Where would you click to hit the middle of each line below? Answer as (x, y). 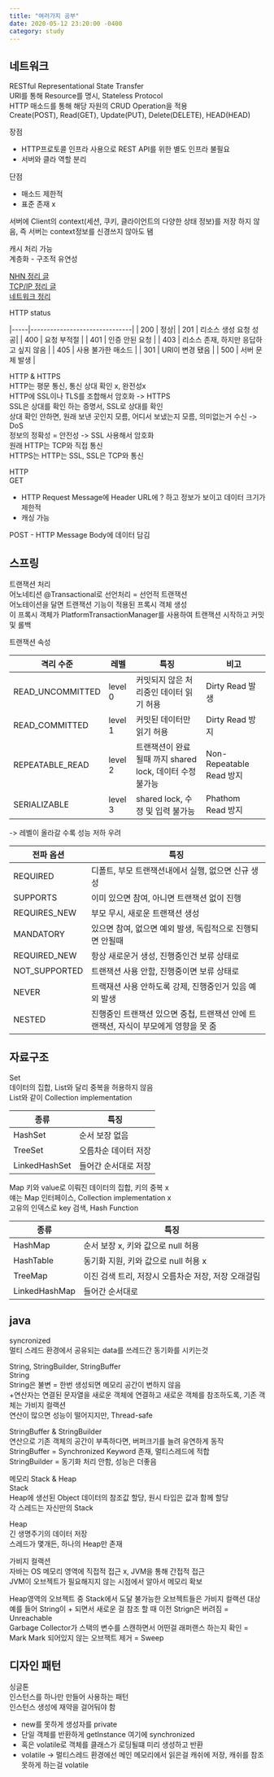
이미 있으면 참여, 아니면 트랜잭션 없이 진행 (167, 898)
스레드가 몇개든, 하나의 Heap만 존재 (66, 1544)
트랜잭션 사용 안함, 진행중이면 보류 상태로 (165, 971)
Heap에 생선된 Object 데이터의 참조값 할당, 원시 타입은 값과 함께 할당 (119, 1497)
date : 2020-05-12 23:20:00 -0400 (66, 24)
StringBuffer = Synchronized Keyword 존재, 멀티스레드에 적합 (109, 1451)
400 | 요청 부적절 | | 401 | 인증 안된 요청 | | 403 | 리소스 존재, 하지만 (133, 340)
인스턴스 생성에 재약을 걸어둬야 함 (63, 1707)
